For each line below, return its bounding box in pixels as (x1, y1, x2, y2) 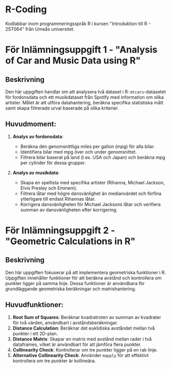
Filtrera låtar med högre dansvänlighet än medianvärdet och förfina (20, 190, 162, 197)
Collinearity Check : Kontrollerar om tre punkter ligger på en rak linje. (12, 346, 158, 353)
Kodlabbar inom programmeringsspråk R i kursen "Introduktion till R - (5, 20, 151, 27)
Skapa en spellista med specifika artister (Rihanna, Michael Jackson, (20, 179, 165, 185)
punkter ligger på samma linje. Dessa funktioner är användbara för (5, 280, 145, 286)
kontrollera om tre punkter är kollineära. (12, 357, 96, 364)
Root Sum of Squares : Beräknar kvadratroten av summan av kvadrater (12, 314, 161, 320)
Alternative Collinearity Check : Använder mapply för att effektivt (12, 352, 149, 358)
